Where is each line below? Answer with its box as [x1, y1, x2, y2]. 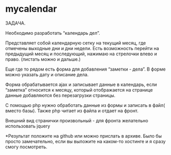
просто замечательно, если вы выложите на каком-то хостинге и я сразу [5, 138, 166, 144]
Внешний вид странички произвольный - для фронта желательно [5, 117, 149, 123]
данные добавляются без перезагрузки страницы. [5, 92, 116, 98]
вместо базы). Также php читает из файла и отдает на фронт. [5, 107, 139, 114]
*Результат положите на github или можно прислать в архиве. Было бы [5, 132, 162, 139]
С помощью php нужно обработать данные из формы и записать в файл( [5, 102, 165, 108]
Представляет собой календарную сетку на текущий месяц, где [5, 39, 146, 46]
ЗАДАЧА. [5, 20, 26, 26]
